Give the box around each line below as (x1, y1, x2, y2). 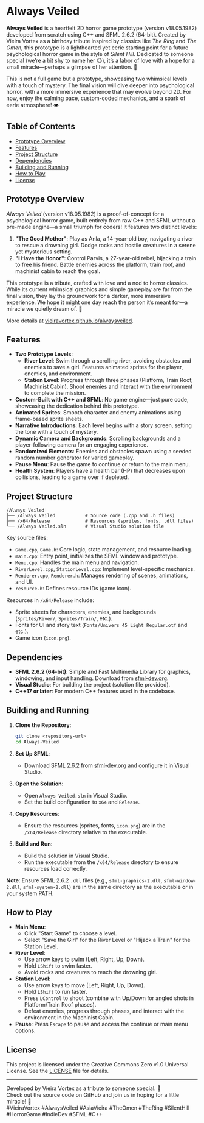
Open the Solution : (15, 780, 64, 787)
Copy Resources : (15, 810, 59, 817)
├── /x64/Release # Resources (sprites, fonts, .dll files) (6, 518, 194, 525)
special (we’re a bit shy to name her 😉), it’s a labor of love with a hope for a (6, 57, 195, 64)
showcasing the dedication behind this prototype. (15, 402, 140, 409)
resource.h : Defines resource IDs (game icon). (15, 585, 132, 592)
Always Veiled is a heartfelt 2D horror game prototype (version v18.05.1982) (6, 24, 197, 32)
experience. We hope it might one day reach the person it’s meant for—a (6, 299, 188, 306)
